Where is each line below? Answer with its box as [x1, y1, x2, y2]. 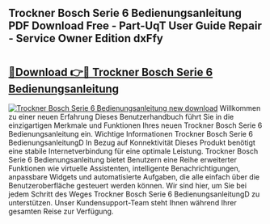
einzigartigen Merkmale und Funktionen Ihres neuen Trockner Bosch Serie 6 [8, 120, 263, 130]
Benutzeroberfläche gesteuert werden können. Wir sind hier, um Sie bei [8, 181, 247, 190]
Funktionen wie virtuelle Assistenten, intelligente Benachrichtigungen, [8, 163, 241, 173]
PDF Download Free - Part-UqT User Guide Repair [8, 19, 263, 33]
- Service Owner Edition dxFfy [8, 32, 163, 45]
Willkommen [219, 104, 261, 112]
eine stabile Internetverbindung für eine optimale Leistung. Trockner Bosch [8, 146, 259, 156]
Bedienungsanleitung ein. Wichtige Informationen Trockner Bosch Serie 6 [8, 129, 253, 138]
